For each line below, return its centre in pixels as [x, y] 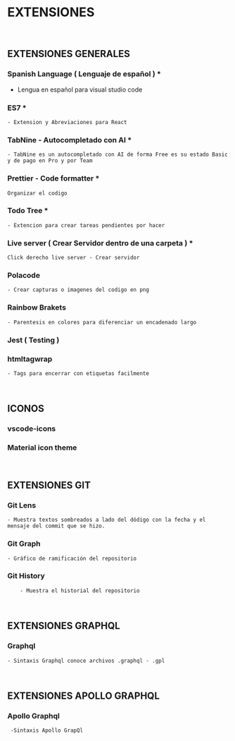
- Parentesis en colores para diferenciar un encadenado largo [102, 322]
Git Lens [22, 505]
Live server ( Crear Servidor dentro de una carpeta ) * [100, 243]
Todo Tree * [28, 211]
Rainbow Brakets [37, 307]
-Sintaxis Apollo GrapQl [46, 730]
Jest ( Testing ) [33, 340]
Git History [26, 576]
